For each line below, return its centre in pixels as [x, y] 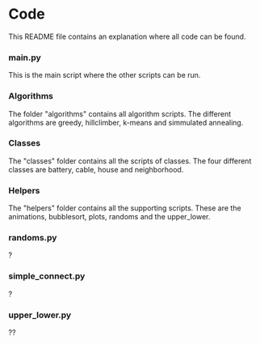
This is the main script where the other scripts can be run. [105, 75]
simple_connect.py [47, 276]
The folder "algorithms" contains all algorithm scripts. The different [120, 113]
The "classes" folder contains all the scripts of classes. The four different [130, 161]
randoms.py [33, 238]
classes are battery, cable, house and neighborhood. [96, 169]
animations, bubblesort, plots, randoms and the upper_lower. [109, 217]
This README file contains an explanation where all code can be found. [127, 36]
